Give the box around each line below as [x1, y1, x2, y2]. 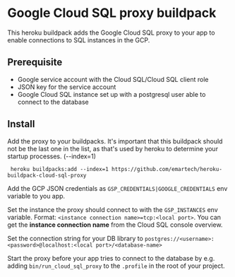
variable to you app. [7, 191, 66, 200]
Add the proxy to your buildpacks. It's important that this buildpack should [7, 136, 223, 146]
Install [7, 118, 35, 130]
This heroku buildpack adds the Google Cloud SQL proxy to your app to [7, 28, 215, 37]
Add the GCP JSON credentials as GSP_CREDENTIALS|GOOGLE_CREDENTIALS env [7, 184, 228, 192]
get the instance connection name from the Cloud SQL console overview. [7, 220, 223, 229]
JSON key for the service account [17, 83, 116, 91]
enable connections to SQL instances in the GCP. [7, 35, 150, 44]
